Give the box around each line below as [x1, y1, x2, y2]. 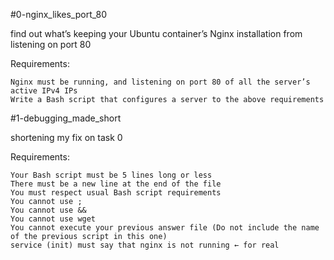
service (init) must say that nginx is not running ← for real [10, 240, 280, 250]
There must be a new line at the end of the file [10, 179, 222, 189]
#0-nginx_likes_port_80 [10, 9, 107, 20]
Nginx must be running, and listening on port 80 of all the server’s [10, 77, 311, 87]
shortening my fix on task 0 [10, 132, 123, 143]
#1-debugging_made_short [10, 112, 122, 124]
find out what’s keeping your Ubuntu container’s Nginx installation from [10, 28, 303, 39]
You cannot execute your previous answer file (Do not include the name [10, 223, 320, 233]
